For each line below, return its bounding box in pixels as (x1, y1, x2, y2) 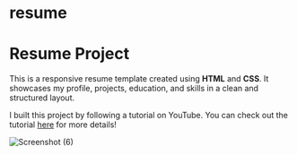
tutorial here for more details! (9, 119, 117, 130)
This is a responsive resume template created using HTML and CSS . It (9, 73, 269, 84)
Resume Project (9, 44, 130, 65)
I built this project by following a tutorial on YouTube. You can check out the (9, 110, 289, 121)
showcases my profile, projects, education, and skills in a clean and (9, 83, 258, 94)
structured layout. (9, 92, 75, 103)
